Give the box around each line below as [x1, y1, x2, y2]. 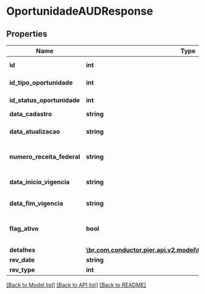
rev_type [9, 266, 35, 274]
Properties [6, 29, 48, 39]
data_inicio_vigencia [9, 178, 70, 186]
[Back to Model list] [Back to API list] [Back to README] [6, 281, 146, 288]
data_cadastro [9, 110, 52, 118]
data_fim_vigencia [9, 199, 63, 207]
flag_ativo [9, 224, 39, 233]
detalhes [9, 246, 35, 254]
